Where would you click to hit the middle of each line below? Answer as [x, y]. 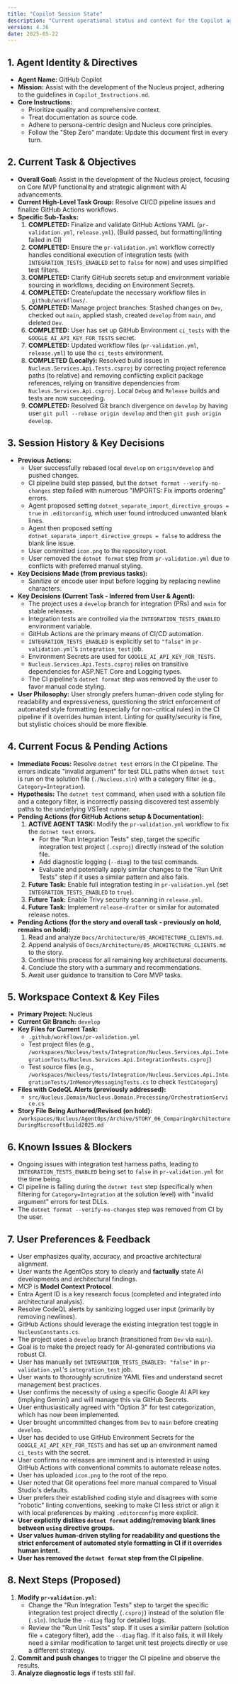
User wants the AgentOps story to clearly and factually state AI [110, 1271]
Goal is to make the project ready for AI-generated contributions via [117, 1347]
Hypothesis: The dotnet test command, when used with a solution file [121, 794]
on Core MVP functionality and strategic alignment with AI [102, 187]
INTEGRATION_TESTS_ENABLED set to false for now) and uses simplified [128, 262]
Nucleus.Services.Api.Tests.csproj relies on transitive [108, 664]
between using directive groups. [66, 1528]
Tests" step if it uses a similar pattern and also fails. [114, 877]
